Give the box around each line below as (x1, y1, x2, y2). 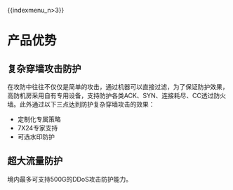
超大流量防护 (7, 155, 63, 167)
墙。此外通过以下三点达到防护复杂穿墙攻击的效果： (7, 100, 155, 108)
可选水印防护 (17, 133, 55, 141)
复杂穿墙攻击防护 (7, 62, 81, 74)
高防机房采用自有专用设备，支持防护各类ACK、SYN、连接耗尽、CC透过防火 (7, 91, 227, 100)
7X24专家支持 (17, 124, 58, 132)
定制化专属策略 (17, 115, 61, 123)
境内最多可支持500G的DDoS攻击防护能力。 (7, 175, 132, 183)
